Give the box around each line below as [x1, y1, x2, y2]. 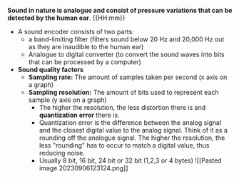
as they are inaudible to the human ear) [28, 43, 144, 51]
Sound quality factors [17, 66, 84, 73]
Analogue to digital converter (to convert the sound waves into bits [28, 50, 225, 58]
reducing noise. [39, 149, 86, 157]
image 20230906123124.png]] [39, 164, 128, 172]
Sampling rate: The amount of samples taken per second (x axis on [28, 73, 228, 81]
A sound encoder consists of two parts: [17, 28, 134, 36]
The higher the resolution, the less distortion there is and [39, 103, 205, 111]
